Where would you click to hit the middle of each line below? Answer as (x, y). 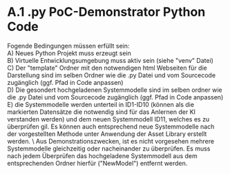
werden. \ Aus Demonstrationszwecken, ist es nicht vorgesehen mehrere (111, 141)
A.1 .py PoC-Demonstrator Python (106, 12)
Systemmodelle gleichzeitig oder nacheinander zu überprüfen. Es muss (109, 148)
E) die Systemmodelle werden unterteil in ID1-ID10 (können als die (101, 104)
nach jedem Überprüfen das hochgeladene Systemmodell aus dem (103, 155)
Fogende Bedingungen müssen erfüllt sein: (68, 46)
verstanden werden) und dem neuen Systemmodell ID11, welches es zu (108, 119)
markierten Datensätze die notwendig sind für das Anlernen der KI (101, 112)
